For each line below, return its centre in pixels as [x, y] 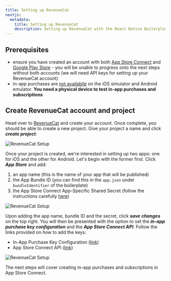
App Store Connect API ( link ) [43, 247]
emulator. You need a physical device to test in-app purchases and [84, 89]
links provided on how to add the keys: [46, 232]
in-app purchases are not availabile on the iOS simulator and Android [85, 84]
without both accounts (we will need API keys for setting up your [80, 73]
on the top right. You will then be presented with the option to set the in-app [85, 221]
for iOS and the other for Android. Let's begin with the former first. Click [81, 159]
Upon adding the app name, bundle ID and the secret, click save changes [83, 216]
